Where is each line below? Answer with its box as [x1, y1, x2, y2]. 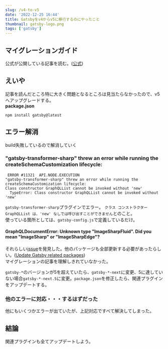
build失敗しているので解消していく [5, 142, 77, 148]
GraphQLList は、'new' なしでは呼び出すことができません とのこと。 [5, 210, 135, 216]
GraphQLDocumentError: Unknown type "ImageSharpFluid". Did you [5, 228, 152, 235]
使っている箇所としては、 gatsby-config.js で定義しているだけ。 [5, 216, 138, 222]
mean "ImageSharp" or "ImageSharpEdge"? [5, 234, 100, 240]
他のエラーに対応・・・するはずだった [5, 296, 98, 303]
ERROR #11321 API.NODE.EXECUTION [7, 172, 80, 178]
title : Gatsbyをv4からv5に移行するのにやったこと [5, 17, 100, 22]
